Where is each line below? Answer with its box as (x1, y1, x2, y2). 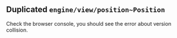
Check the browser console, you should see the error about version (6, 20, 172, 27)
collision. (6, 26, 29, 33)
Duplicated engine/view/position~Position (6, 5, 165, 15)
